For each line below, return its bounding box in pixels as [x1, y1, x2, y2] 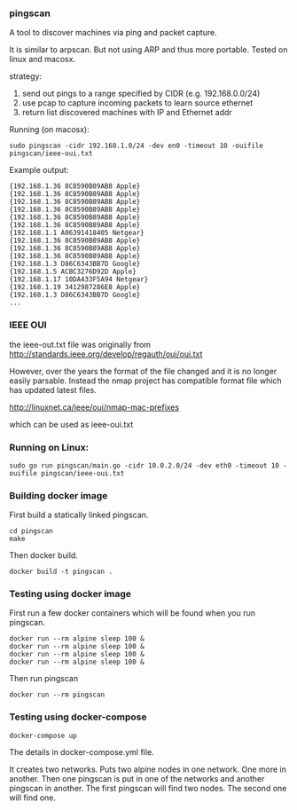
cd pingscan [9, 527, 53, 536]
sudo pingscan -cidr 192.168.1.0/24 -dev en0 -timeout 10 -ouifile [9, 141, 264, 151]
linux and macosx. [9, 54, 76, 65]
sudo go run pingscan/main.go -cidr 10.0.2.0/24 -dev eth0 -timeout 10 [9, 460, 279, 470]
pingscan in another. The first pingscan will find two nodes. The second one [9, 782, 287, 793]
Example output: [9, 165, 69, 176]
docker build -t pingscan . [9, 567, 113, 577]
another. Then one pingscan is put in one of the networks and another [9, 773, 265, 783]
